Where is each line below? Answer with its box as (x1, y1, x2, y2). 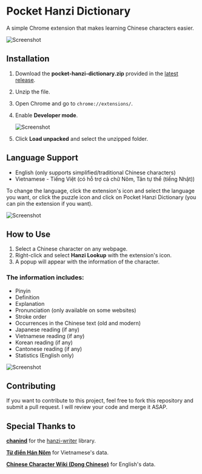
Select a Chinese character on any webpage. (15, 245, 128, 252)
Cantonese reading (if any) (15, 345, 82, 353)
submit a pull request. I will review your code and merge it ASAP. (6, 404, 168, 411)
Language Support (6, 153, 79, 163)
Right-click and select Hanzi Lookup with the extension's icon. (15, 252, 172, 259)
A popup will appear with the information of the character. (15, 258, 160, 265)
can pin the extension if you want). (6, 200, 93, 207)
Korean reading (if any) (15, 339, 73, 346)
